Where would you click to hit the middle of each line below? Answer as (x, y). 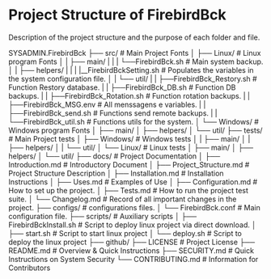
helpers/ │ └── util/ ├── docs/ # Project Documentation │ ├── (114, 156)
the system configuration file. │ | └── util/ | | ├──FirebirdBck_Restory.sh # (133, 78)
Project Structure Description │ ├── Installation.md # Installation (116, 173)
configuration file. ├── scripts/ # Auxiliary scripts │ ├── (102, 216)
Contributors (30, 268)
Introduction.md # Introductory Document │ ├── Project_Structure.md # (129, 164)
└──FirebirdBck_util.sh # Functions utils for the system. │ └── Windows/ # (133, 121)
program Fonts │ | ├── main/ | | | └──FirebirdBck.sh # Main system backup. (136, 61)
